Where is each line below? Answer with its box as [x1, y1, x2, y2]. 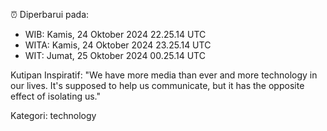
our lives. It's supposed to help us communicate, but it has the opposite [10, 80, 305, 91]
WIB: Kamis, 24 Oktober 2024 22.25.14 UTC [24, 29, 207, 40]
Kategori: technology [10, 110, 97, 121]
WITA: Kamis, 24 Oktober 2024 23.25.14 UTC [24, 39, 212, 51]
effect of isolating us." [10, 90, 102, 102]
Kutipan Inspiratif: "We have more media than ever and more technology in [10, 69, 318, 81]
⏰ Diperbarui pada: [10, 9, 90, 20]
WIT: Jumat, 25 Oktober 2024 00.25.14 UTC [24, 50, 206, 61]
